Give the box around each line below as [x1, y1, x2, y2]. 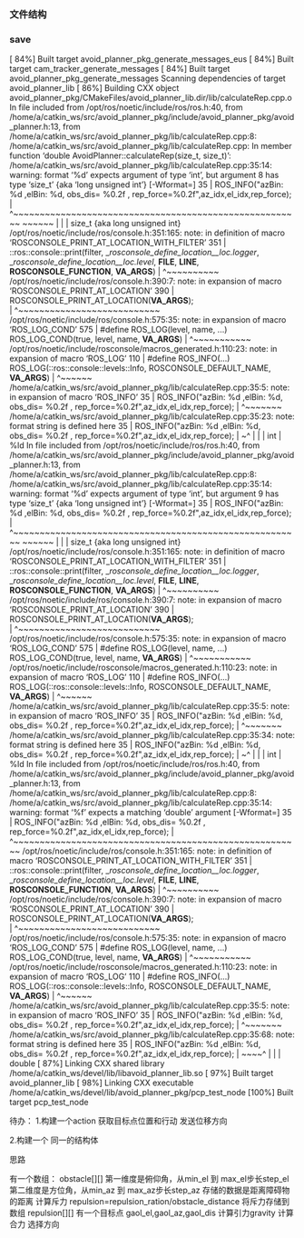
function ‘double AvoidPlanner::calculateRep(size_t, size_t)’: [9, 150, 231, 161]
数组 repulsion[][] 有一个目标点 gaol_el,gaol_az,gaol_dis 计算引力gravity [9, 1207, 276, 1219]
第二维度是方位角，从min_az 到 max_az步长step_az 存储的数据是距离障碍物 [9, 1184, 290, 1196]
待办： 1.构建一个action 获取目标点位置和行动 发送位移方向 [9, 1115, 229, 1126]
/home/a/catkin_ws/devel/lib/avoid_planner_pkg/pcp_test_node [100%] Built [9, 1087, 294, 1098]
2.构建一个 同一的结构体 [9, 1134, 99, 1146]
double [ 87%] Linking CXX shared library [9, 1058, 165, 1069]
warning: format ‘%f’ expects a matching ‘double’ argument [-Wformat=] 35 [9, 807, 292, 818]
